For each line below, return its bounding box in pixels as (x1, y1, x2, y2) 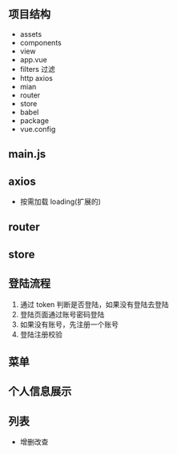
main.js (8, 147, 46, 161)
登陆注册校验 (19, 329, 62, 339)
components (19, 38, 62, 47)
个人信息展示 (8, 384, 72, 398)
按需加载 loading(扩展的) (19, 197, 102, 206)
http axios (19, 73, 54, 82)
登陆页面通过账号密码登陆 (19, 309, 105, 319)
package (19, 115, 50, 125)
